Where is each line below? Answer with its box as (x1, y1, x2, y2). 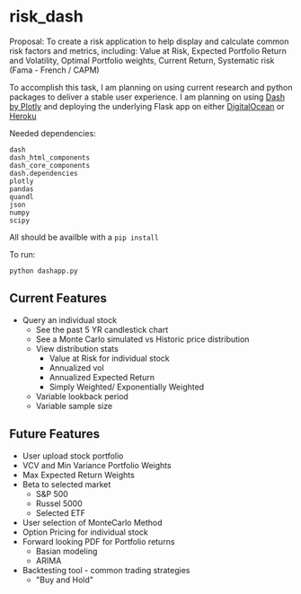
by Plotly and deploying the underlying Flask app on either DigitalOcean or (9, 100, 285, 111)
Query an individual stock (22, 314, 118, 325)
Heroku (9, 110, 37, 121)
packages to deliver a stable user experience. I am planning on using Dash (9, 92, 286, 102)
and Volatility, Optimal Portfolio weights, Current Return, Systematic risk (9, 55, 275, 66)
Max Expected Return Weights (22, 469, 135, 480)
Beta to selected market (22, 478, 111, 490)
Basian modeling (35, 546, 98, 556)
